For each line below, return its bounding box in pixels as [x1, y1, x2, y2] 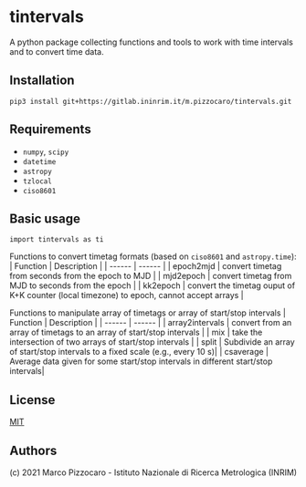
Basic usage [9, 211, 80, 226]
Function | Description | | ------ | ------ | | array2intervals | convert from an [9, 317, 292, 328]
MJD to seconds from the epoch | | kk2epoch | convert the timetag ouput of [9, 280, 295, 291]
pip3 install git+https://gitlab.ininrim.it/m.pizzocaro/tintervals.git [9, 97, 292, 106]
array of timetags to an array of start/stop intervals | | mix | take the [9, 326, 263, 338]
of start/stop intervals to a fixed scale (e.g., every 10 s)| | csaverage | [9, 347, 269, 357]
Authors [9, 442, 58, 458]
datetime [22, 157, 57, 166]
